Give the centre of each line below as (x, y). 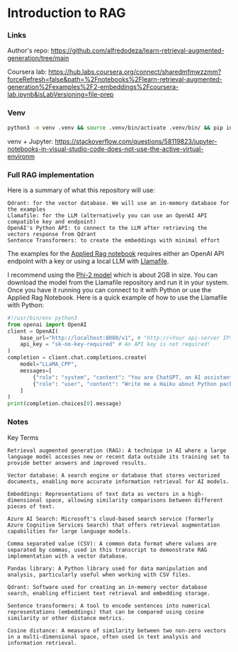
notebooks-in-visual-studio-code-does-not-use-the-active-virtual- (106, 149)
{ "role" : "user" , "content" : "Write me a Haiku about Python (125, 384)
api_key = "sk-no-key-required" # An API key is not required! (115, 344)
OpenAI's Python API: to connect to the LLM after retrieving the (107, 228)
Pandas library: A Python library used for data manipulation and (107, 568)
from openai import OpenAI (47, 324)
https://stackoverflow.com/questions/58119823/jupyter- (136, 141)
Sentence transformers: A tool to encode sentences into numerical (109, 606)
